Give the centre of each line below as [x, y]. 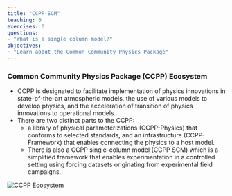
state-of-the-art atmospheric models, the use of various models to [112, 99]
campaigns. [44, 172]
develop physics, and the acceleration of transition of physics [105, 106]
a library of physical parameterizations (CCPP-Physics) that [113, 128]
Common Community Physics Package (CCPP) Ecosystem [107, 76]
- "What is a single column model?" [60, 39]
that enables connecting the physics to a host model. [139, 143]
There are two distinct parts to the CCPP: [76, 121]
